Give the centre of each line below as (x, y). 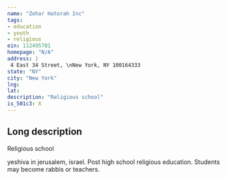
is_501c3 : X (24, 104)
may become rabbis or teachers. (54, 169)
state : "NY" (24, 71)
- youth (18, 33)
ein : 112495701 (29, 46)
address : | (23, 59)
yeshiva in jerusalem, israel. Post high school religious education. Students (113, 162)
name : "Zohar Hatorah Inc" (46, 13)
